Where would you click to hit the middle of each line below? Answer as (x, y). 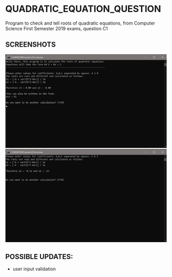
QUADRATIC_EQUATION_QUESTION (83, 9)
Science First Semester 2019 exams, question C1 (57, 28)
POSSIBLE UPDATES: (39, 257)
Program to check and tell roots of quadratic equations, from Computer (80, 23)
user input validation (34, 269)
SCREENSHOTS (31, 45)
